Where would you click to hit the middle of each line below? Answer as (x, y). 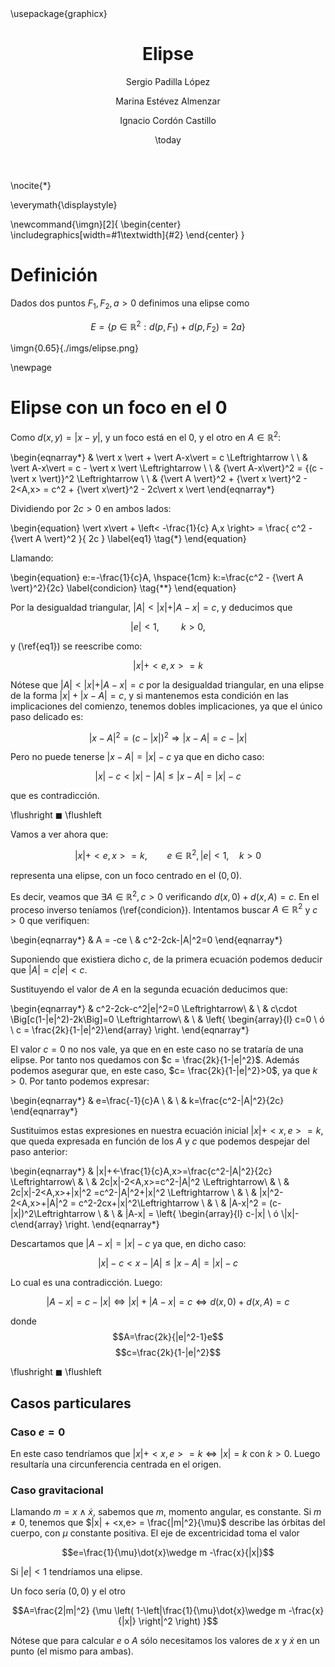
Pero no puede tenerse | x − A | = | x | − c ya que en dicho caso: (137, 757)
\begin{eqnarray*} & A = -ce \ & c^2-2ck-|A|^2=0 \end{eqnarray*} (146, 940)
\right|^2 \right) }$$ (178, 1621)
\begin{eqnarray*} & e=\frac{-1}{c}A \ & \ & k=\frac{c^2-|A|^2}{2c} (147, 1101)
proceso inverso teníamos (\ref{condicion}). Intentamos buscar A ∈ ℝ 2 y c (164, 909)
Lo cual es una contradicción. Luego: (86, 1283)
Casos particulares (71, 1403)
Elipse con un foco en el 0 (119, 408)
